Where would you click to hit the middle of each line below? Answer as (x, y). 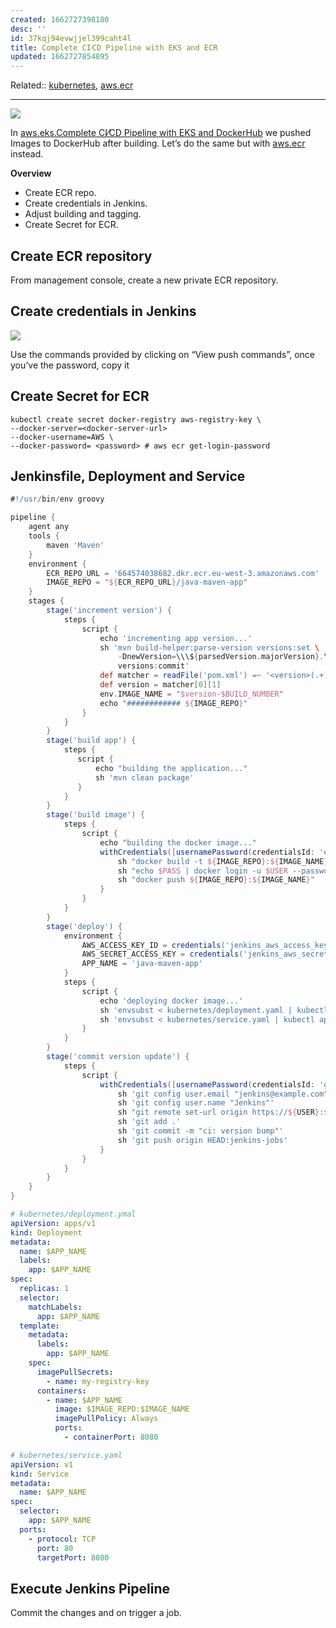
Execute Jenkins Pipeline (90, 1588)
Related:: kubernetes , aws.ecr (72, 85)
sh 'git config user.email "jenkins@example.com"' (225, 1094)
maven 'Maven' (75, 545)
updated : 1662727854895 (60, 57)
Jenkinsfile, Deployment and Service (128, 476)
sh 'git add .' (149, 1122)
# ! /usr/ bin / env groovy (57, 499)
